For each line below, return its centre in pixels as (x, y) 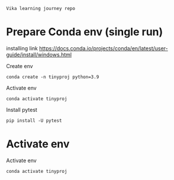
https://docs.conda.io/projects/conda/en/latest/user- (104, 48)
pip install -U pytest (34, 120)
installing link (22, 48)
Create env (20, 66)
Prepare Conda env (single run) (85, 32)
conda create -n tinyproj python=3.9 (53, 77)
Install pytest (22, 110)
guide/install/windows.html (39, 54)
